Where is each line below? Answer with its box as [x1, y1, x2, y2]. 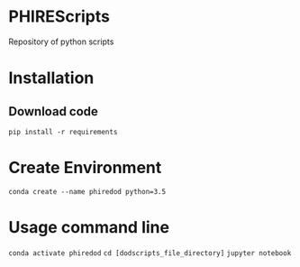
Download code [8, 104, 98, 119]
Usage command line [8, 217, 170, 238]
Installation [8, 68, 95, 88]
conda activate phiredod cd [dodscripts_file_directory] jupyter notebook [8, 248, 292, 258]
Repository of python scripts [8, 36, 114, 47]
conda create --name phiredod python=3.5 [8, 187, 167, 196]
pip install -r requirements [8, 127, 118, 136]
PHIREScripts [8, 6, 110, 27]
